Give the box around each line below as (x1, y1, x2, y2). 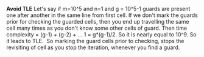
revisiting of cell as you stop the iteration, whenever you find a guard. (6, 44, 180, 51)
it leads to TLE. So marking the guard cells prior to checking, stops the (6, 38, 185, 44)
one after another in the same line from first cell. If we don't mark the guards (6, 12, 198, 19)
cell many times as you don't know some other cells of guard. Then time (6, 24, 188, 32)
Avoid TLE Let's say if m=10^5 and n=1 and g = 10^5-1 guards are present (6, 5, 191, 12)
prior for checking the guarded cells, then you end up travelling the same (6, 18, 189, 25)
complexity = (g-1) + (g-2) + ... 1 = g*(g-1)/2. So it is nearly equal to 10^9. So (6, 31, 197, 38)
